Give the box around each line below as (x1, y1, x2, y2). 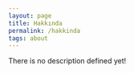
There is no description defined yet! (8, 56, 127, 66)
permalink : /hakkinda (8, 26, 81, 34)
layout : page (8, 11, 52, 20)
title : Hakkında (8, 19, 63, 27)
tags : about (8, 34, 48, 43)
